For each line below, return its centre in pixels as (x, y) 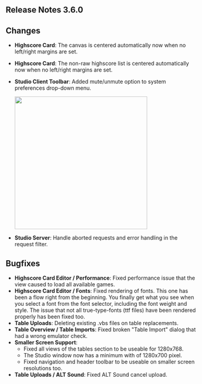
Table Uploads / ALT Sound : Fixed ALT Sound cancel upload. (91, 375)
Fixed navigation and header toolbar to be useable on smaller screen (109, 362)
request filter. (31, 244)
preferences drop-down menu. (53, 88)
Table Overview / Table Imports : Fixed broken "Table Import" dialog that (105, 329)
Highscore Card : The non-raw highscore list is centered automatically (102, 64)
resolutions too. (43, 368)
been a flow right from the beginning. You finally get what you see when (104, 297)
